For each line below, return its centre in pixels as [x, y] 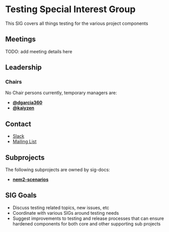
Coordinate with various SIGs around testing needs [66, 213]
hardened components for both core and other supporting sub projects [87, 223]
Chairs [14, 82]
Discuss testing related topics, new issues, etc [61, 207]
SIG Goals [21, 195]
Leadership [24, 68]
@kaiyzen [23, 108]
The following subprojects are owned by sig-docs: [58, 170]
